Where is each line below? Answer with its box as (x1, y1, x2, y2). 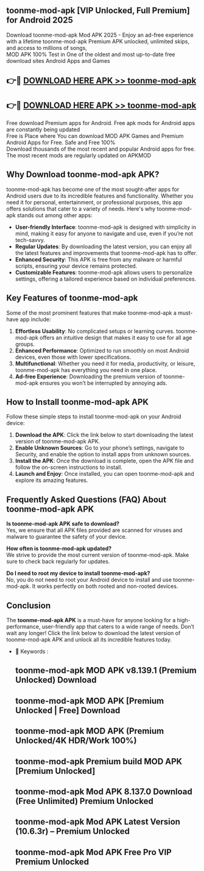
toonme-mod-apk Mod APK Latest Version (15, 817, 181, 827)
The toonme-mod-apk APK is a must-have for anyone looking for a (6, 617, 176, 624)
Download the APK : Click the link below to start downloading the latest (15, 431, 194, 439)
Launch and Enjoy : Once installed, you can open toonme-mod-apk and (15, 470, 194, 478)
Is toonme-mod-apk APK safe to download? (6, 520, 120, 528)
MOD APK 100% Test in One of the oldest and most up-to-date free (6, 51, 175, 58)
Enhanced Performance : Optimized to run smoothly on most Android (15, 346, 189, 354)
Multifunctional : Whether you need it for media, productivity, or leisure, (15, 360, 195, 367)
